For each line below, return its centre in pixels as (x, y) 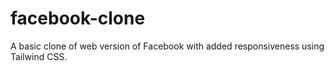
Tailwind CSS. (39, 56)
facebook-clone (78, 18)
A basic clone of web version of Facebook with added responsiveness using (167, 46)
